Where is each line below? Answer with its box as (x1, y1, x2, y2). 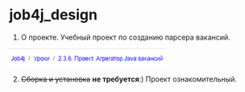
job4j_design (9, 6, 98, 24)
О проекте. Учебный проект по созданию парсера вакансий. (20, 32, 230, 42)
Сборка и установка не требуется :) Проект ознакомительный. (20, 74, 237, 84)
